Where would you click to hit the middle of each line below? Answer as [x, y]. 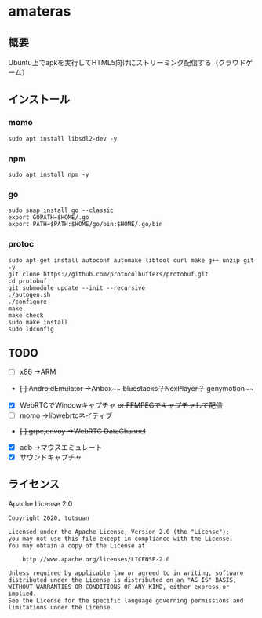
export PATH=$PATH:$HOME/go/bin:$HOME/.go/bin [86, 225]
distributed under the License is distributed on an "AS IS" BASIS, [122, 580]
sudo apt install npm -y [49, 174]
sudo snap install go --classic [61, 210]
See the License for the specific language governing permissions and [126, 600]
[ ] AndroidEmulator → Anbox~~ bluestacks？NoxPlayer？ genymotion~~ [136, 389]
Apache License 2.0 [40, 503]
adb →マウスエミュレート [61, 447]
